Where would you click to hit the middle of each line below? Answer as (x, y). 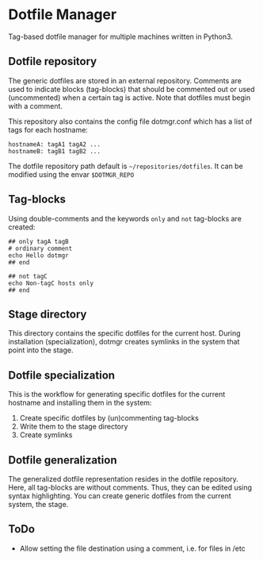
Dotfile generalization (63, 460)
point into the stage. (41, 350)
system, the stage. (38, 504)
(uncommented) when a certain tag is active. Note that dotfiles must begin (130, 98)
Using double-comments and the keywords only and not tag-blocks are (125, 218)
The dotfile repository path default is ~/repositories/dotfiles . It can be (126, 166)
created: (22, 227)
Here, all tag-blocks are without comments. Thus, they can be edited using (130, 487)
